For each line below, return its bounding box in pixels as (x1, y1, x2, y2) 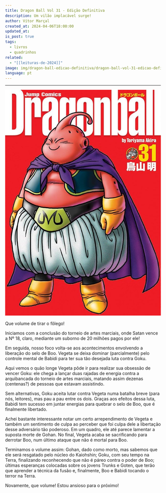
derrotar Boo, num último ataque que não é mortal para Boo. (5, 437, 128, 443)
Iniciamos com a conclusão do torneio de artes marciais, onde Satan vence (5, 330, 158, 336)
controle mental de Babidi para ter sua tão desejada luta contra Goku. (5, 356, 147, 362)
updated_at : (5, 29, 30, 34)
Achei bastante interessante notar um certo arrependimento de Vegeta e (5, 416, 153, 422)
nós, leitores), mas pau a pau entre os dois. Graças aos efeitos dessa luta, (5, 396, 156, 402)
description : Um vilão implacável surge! (5, 13, 92, 18)
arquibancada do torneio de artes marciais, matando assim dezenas (5, 376, 143, 382)
